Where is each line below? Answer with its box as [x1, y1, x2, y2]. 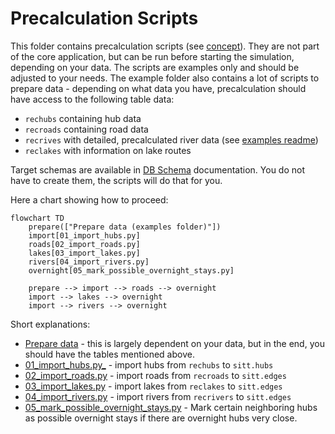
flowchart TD [10, 213, 65, 223]
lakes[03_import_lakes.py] [28, 248, 141, 258]
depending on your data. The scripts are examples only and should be [10, 61, 300, 73]
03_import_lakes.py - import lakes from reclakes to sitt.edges [24, 380, 283, 392]
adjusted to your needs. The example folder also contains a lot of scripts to [10, 72, 320, 84]
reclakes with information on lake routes [24, 144, 192, 156]
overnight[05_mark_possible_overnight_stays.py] [28, 265, 235, 276]
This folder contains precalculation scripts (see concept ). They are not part [10, 40, 320, 52]
